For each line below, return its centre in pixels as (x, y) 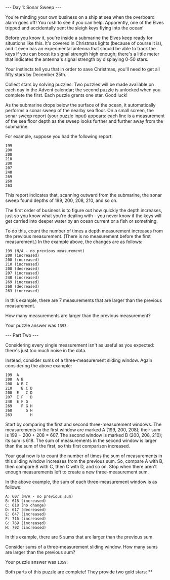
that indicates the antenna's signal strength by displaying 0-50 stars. (77, 59)
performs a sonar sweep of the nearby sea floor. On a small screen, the (80, 110)
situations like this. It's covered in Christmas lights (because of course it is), (84, 43)
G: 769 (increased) (26, 523)
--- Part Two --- (22, 335)
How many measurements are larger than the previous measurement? (78, 316)
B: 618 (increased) (26, 501)
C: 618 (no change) (26, 505)
